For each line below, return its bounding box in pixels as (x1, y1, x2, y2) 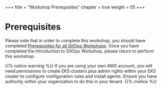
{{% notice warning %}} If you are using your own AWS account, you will (5, 62, 153, 68)
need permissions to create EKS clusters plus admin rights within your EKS (5, 68, 156, 74)
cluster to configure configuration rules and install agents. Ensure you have (5, 73, 157, 79)
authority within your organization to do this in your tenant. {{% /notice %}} (5, 78, 157, 84)
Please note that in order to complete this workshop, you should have (5, 37, 146, 43)
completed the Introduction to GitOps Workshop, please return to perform (5, 48, 154, 54)
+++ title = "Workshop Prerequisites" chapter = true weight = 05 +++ (5, 4, 145, 10)
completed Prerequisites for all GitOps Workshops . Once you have (5, 43, 139, 49)
